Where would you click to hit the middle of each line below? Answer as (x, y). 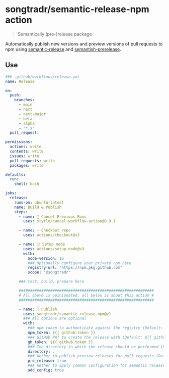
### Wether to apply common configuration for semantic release (96, 366)
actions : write (26, 147)
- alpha (27, 123)
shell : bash (27, 184)
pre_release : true (47, 361)
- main (25, 105)
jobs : (11, 193)
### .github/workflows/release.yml (43, 77)
